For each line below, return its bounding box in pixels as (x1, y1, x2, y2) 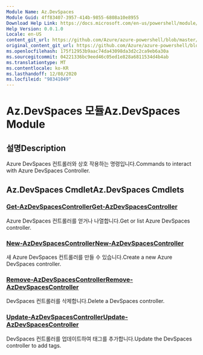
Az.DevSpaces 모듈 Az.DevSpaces (6, 104, 180, 118)
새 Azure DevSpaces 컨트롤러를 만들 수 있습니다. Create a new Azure (6, 253, 173, 261)
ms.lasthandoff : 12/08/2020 (6, 71, 77, 77)
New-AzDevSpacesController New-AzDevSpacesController (6, 239, 184, 247)
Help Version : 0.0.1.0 (6, 25, 63, 32)
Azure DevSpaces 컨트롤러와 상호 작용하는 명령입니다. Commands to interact (6, 160, 192, 168)
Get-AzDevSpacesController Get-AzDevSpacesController (6, 203, 178, 211)
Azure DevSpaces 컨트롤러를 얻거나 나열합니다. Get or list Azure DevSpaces (6, 217, 190, 224)
